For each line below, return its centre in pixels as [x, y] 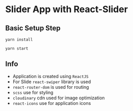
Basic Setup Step [33, 28]
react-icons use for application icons [52, 103]
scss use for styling [33, 92]
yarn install [19, 40]
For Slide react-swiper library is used [52, 82]
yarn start [17, 49]
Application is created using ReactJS [50, 76]
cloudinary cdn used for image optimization [59, 98]
